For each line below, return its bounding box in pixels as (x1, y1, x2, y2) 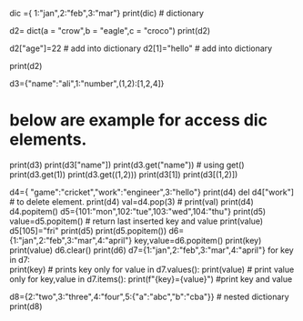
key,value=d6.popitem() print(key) (134, 235, 262, 246)
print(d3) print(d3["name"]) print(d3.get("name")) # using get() (9, 159, 245, 170)
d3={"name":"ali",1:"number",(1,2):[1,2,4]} (9, 78, 165, 89)
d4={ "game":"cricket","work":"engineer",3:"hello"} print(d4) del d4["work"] (9, 186, 294, 197)
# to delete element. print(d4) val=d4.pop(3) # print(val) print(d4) (9, 196, 255, 207)
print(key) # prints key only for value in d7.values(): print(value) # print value (9, 264, 295, 275)
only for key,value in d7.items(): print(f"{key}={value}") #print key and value (9, 273, 293, 285)
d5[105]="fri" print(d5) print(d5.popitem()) (9, 225, 167, 236)
